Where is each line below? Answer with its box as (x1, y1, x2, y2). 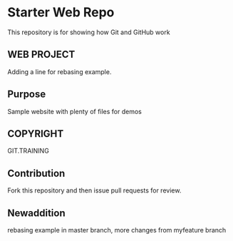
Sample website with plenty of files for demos (7, 107, 143, 116)
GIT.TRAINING (7, 147, 50, 155)
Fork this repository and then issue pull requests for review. (7, 186, 182, 195)
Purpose (7, 88, 46, 101)
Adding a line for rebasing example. (7, 67, 112, 76)
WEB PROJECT (7, 48, 76, 61)
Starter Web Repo (7, 4, 115, 21)
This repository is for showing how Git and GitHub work (7, 28, 170, 36)
